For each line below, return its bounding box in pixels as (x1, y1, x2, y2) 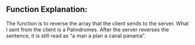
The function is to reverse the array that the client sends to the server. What (6, 20, 189, 27)
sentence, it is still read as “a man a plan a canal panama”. (6, 32, 146, 39)
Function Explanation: (6, 5, 88, 14)
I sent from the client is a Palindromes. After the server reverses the (6, 26, 169, 33)
